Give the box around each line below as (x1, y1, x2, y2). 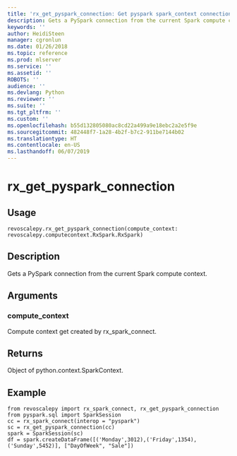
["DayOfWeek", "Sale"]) (63, 443, 134, 450)
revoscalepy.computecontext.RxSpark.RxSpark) (7, 232, 143, 239)
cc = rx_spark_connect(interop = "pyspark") (7, 418, 140, 425)
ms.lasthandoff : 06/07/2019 (7, 148, 90, 155)
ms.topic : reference (7, 50, 68, 57)
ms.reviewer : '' (7, 96, 55, 103)
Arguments (7, 290, 59, 302)
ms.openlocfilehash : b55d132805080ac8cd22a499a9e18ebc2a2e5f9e (7, 121, 197, 129)
